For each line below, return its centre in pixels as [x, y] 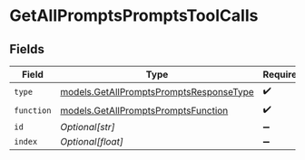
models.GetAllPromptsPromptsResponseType [157, 91]
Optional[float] [92, 141]
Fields [27, 49]
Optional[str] [88, 127]
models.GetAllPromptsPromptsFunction [144, 110]
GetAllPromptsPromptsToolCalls [134, 16]
